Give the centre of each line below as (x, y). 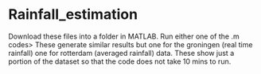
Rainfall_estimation (73, 15)
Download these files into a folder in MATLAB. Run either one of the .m (124, 36)
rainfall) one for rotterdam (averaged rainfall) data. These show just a (121, 53)
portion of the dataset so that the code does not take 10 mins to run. (120, 61)
